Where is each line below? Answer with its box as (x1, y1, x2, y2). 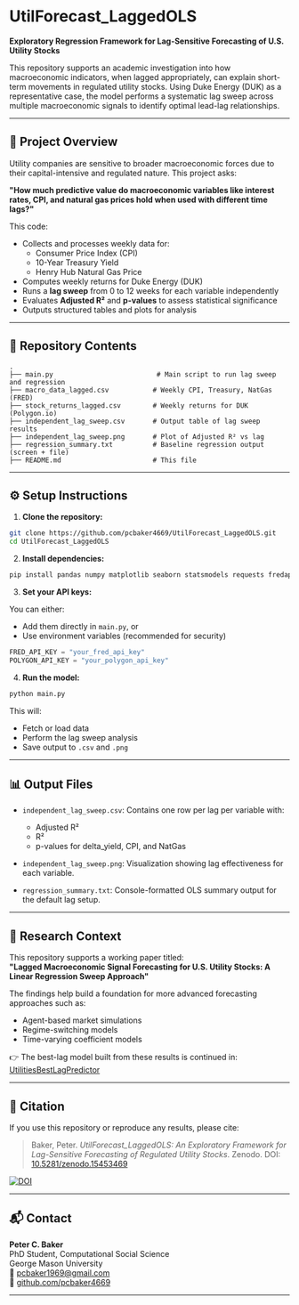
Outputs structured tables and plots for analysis (21, 304, 198, 315)
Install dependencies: (21, 554, 105, 564)
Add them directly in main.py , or (21, 621, 140, 631)
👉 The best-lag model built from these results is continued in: (9, 1052, 238, 1063)
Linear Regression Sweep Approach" (9, 971, 149, 982)
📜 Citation (9, 1098, 65, 1114)
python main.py (9, 689, 66, 698)
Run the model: (21, 672, 80, 683)
